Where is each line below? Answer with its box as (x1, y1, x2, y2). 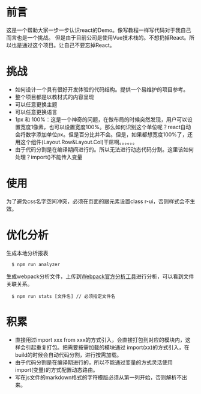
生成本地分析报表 (6, 249, 49, 256)
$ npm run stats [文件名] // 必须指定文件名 (11, 293, 116, 299)
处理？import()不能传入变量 (14, 153, 83, 160)
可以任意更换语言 (14, 108, 58, 115)
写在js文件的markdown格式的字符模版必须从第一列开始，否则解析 (14, 374, 177, 381)
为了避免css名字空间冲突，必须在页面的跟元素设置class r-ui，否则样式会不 (6, 198, 190, 205)
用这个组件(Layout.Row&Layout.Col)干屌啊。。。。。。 (14, 138, 138, 145)
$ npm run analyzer (11, 261, 61, 267)
